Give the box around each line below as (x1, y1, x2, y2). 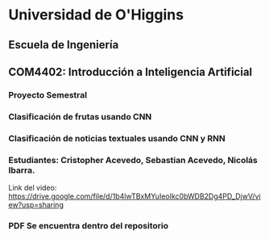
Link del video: (8, 183, 57, 193)
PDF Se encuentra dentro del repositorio (8, 220, 169, 231)
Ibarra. (8, 164, 35, 175)
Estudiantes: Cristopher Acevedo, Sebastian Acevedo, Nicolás (8, 154, 258, 166)
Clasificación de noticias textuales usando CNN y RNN (8, 132, 226, 144)
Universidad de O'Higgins (8, 6, 184, 24)
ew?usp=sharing (8, 200, 64, 210)
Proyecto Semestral (8, 89, 87, 100)
